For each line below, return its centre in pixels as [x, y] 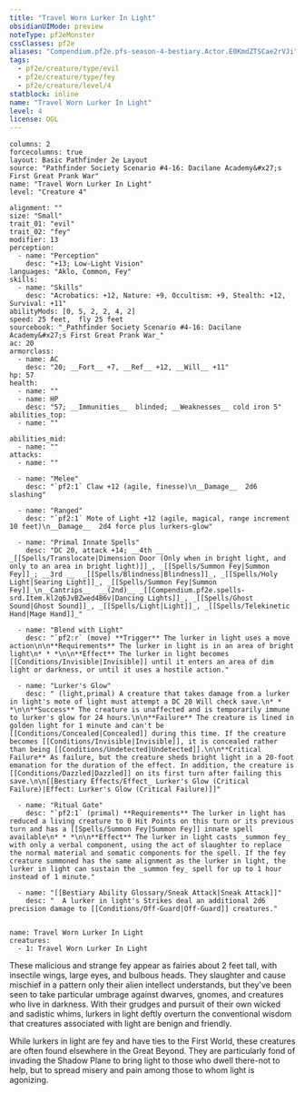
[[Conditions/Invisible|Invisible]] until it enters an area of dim [142, 662]
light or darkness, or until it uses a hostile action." [119, 670]
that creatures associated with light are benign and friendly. [121, 1024]
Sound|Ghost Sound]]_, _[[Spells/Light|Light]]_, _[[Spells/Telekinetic [150, 606]
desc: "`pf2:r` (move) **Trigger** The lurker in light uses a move [158, 638]
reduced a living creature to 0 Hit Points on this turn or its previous [152, 821]
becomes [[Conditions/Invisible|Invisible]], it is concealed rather [144, 742]
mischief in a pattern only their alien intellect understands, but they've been [151, 985]
